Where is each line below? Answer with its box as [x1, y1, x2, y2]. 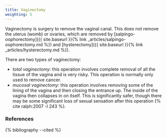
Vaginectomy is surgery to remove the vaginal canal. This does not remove [5, 25, 159, 31]
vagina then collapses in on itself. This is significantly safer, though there [12, 93, 162, 99]
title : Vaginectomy [5, 7, 46, 12]
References [5, 116, 34, 123]
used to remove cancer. [12, 77, 61, 83]
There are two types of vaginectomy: [5, 56, 81, 62]
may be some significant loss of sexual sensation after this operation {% [12, 98, 161, 104]
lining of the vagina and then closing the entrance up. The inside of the [12, 87, 158, 93]
